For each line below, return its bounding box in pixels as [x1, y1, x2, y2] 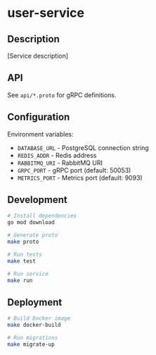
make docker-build [7, 322, 61, 329]
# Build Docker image [7, 315, 71, 322]
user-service [7, 5, 84, 21]
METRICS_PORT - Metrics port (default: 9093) [17, 173, 143, 182]
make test [7, 257, 37, 265]
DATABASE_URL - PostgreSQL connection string [17, 143, 149, 152]
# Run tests [7, 251, 42, 258]
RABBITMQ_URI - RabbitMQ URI [17, 158, 103, 167]
